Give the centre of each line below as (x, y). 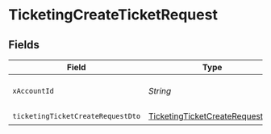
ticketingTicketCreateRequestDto (77, 116)
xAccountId (33, 91)
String (160, 91)
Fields (24, 45)
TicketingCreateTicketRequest (113, 15)
